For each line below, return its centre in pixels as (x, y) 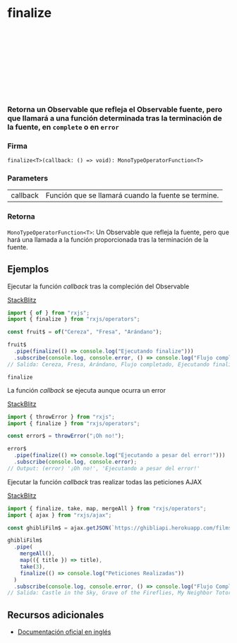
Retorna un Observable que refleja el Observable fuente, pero (115, 109)
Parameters (28, 178)
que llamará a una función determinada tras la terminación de (115, 118)
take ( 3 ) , (33, 567)
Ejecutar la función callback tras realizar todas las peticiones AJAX (105, 482)
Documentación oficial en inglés (64, 632)
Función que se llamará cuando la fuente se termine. (132, 195)
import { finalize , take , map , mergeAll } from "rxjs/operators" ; (107, 508)
